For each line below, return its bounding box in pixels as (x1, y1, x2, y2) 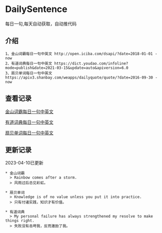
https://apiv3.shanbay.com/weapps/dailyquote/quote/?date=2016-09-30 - (5, 75, 157, 80)
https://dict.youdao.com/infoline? (54, 61, 128, 66)
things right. (5, 218, 35, 223)
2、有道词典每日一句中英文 (5, 61, 52, 66)
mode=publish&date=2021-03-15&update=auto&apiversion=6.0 (5, 65, 128, 70)
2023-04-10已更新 (5, 160, 43, 166)
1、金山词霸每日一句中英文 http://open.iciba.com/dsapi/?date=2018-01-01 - (5, 51, 157, 56)
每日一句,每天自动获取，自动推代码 (5, 20, 77, 26)
